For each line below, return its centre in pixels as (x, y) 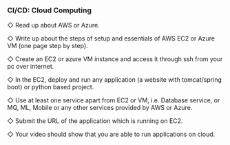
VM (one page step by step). (48, 46)
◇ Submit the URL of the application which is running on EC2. (95, 121)
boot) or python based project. (51, 87)
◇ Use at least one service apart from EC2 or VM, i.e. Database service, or (114, 100)
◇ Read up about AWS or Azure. (53, 25)
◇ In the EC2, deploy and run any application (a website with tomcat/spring (114, 80)
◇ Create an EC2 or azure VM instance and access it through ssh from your (115, 59)
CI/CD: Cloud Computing (49, 10)
